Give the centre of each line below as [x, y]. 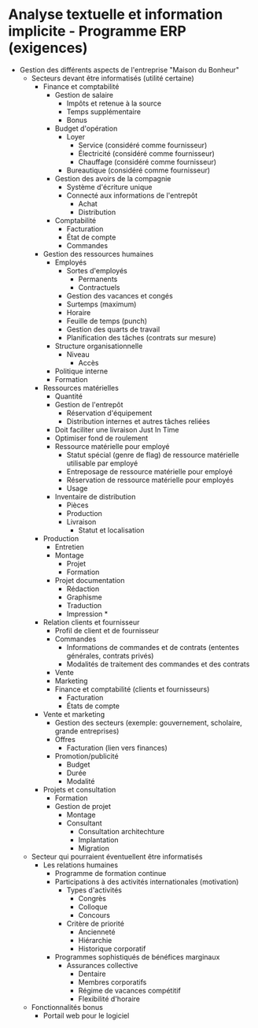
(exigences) [48, 48]
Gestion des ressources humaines [98, 254]
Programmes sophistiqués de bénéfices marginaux [137, 957]
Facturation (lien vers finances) [117, 748]
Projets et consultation [79, 789]
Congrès [92, 898]
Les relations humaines [81, 865]
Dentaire [92, 974]
